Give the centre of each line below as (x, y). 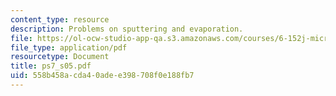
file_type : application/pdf (69, 47)
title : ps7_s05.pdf (51, 66)
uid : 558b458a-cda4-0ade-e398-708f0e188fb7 (102, 76)
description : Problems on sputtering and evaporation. (127, 29)
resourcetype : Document (60, 57)
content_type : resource (60, 19)
